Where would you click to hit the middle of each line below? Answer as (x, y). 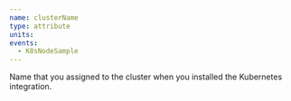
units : (22, 34)
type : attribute (40, 26)
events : (24, 43)
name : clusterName (44, 18)
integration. (31, 87)
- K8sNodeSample (48, 51)
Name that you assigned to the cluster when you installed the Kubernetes (146, 77)
